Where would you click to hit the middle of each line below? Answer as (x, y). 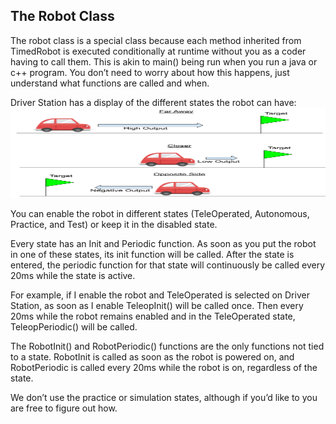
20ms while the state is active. (73, 275)
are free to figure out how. (64, 408)
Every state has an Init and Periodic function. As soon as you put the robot (163, 243)
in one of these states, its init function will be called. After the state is (152, 254)
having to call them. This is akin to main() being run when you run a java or (164, 61)
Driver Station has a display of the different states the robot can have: (153, 102)
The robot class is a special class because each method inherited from (156, 40)
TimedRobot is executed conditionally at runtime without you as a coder (158, 51)
